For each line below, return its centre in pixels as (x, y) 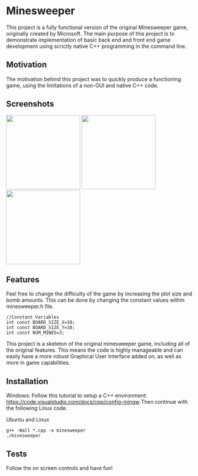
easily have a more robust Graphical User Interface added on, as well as (94, 356)
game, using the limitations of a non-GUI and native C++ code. (82, 85)
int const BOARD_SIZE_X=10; (41, 323)
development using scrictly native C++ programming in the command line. (96, 46)
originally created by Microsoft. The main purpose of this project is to (90, 33)
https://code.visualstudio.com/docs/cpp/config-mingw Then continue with (97, 402)
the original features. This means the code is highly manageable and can (95, 350)
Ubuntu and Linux (28, 420)
